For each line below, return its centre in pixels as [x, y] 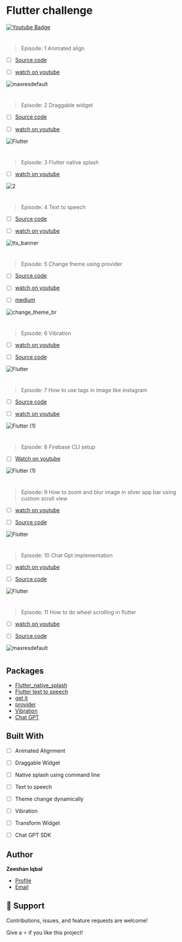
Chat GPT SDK [33, 835]
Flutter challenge [50, 11]
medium [25, 300]
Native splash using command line [57, 775]
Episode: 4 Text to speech [53, 207]
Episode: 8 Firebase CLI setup [58, 447]
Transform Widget [37, 823]
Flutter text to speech [41, 691]
